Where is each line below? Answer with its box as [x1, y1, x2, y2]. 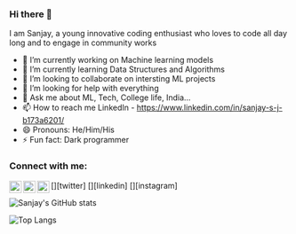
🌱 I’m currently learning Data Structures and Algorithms [21, 64, 225, 74]
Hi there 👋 [9, 8, 53, 20]
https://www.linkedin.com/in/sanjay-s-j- [136, 102, 283, 113]
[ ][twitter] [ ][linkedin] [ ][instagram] [51, 180, 178, 191]
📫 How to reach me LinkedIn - [21, 102, 135, 113]
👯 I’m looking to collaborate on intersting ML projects [21, 74, 216, 84]
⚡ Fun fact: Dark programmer [21, 135, 130, 145]
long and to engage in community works [9, 37, 157, 48]
